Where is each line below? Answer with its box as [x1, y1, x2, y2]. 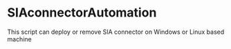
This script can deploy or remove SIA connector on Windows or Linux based [7, 28, 225, 36]
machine [7, 35, 33, 43]
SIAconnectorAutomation [7, 5, 157, 21]
